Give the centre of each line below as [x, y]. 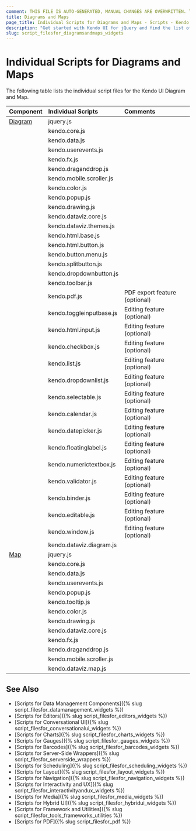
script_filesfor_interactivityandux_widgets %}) [70, 790]
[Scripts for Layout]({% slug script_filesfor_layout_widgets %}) [90, 772]
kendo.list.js [64, 363]
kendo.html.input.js [74, 330]
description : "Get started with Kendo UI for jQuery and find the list [95, 28]
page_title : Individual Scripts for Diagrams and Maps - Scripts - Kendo [98, 22]
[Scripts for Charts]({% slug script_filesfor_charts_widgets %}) [90, 734]
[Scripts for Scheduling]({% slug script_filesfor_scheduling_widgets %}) [101, 765]
